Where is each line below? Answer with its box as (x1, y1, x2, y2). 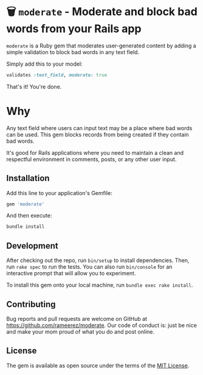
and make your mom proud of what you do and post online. (6, 328, 155, 335)
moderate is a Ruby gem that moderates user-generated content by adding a (6, 42, 196, 49)
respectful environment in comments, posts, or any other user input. (6, 156, 177, 163)
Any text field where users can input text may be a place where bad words (6, 124, 193, 131)
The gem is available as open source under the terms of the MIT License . (6, 362, 190, 369)
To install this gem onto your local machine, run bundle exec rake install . (6, 281, 193, 289)
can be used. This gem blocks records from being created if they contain (6, 131, 190, 138)
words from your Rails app (6, 22, 142, 36)
